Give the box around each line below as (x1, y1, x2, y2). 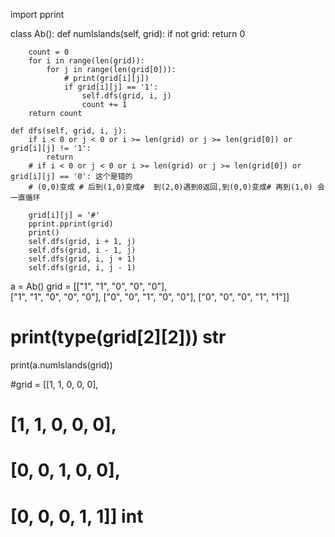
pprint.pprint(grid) (28, 219, 114, 229)
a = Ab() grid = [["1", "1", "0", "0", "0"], (10, 280, 168, 292)
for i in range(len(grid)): (28, 56, 145, 66)
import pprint (10, 9, 65, 20)
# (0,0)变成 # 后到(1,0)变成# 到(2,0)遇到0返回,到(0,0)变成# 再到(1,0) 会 (28, 182, 325, 192)
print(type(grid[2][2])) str (10, 326, 227, 349)
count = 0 (28, 47, 70, 57)
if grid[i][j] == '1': (63, 82, 159, 92)
